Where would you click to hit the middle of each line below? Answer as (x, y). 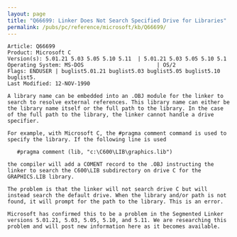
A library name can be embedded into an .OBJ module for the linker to (115, 97)
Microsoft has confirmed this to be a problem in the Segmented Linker (115, 214)
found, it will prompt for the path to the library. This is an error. (115, 202)
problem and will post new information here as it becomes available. (114, 227)
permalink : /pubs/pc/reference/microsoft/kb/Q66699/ (87, 27)
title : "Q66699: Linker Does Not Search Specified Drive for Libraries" (117, 21)
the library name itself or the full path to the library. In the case (115, 109)
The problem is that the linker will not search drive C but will (108, 189)
